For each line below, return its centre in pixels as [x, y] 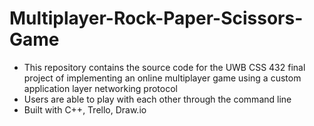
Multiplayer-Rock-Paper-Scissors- [156, 18]
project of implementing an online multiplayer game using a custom [162, 78]
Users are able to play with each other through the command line [157, 99]
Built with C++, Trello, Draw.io [85, 109]
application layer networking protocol [100, 88]
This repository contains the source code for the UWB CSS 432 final [164, 67]
